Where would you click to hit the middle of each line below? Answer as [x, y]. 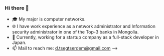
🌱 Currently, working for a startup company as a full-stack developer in [85, 37]
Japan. [19, 42]
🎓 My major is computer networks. [49, 19]
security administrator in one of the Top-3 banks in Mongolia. [75, 32]
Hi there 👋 [17, 8]
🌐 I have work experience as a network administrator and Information [84, 26]
